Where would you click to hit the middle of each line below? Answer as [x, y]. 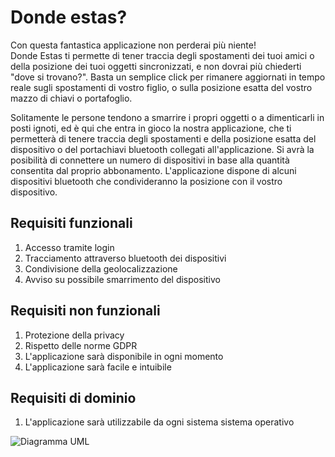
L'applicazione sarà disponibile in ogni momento [124, 356]
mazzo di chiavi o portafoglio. [71, 98]
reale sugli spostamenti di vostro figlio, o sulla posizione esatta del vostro [161, 87]
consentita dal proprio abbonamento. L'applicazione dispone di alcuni [153, 170]
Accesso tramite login [69, 247]
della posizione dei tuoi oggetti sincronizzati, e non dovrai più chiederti [156, 66]
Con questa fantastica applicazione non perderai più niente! [133, 45]
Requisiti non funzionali [85, 311]
